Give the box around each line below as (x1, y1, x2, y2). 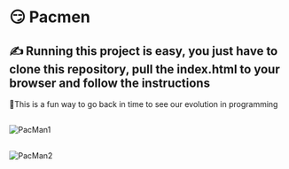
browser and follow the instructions (9, 75, 211, 90)
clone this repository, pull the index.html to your (9, 61, 281, 77)
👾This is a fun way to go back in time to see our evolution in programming (9, 99, 278, 109)
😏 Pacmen (9, 7, 91, 27)
